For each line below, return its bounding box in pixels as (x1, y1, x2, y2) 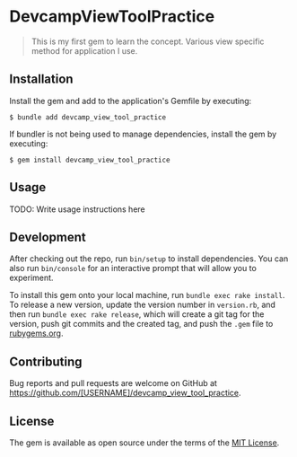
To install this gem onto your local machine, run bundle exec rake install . (9, 290, 285, 301)
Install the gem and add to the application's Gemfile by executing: (9, 95, 252, 106)
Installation (9, 72, 74, 87)
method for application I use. (31, 45, 138, 56)
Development (9, 229, 87, 244)
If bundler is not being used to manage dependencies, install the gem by (9, 128, 277, 139)
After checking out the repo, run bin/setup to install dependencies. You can (9, 253, 289, 264)
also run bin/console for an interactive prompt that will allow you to (9, 263, 258, 274)
